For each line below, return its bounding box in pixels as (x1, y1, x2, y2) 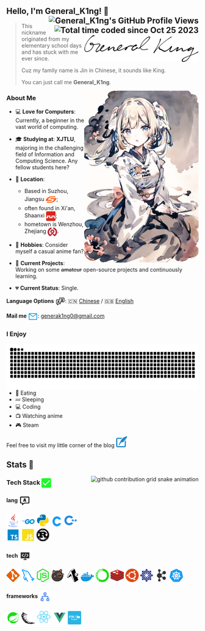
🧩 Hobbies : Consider (15, 241, 68, 249)
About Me (6, 93, 37, 102)
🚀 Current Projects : (15, 260, 65, 267)
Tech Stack (6, 478, 41, 486)
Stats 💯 (6, 459, 34, 470)
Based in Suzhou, (24, 188, 69, 195)
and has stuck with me (21, 48, 78, 56)
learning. (15, 272, 38, 280)
